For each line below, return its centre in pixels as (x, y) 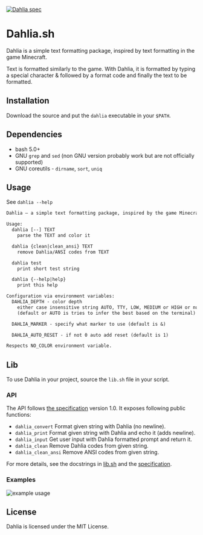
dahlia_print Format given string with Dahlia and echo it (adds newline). (105, 433)
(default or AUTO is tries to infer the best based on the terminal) (107, 313)
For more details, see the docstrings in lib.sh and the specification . (89, 464)
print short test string (48, 269)
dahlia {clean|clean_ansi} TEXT (53, 246)
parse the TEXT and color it (54, 235)
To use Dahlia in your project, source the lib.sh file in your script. (88, 380)
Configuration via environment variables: (60, 296)
